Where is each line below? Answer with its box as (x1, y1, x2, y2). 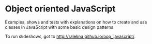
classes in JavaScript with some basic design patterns (5, 24, 114, 30)
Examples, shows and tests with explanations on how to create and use (5, 19, 148, 25)
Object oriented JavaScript (5, 3, 116, 14)
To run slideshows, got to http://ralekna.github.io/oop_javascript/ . (5, 33, 136, 39)
